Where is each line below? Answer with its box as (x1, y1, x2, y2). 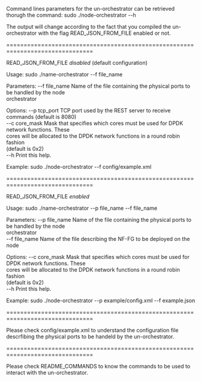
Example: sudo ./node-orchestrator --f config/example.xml (6, 163, 152, 170)
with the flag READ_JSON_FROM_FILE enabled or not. (38, 29, 171, 37)
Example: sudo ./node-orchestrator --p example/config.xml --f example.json (6, 297, 196, 304)
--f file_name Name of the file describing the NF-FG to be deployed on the (6, 236, 190, 242)
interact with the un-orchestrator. (6, 369, 88, 376)
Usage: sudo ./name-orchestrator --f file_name (6, 71, 123, 78)
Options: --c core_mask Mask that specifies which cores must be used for (6, 254, 190, 260)
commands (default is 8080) (6, 114, 77, 120)
